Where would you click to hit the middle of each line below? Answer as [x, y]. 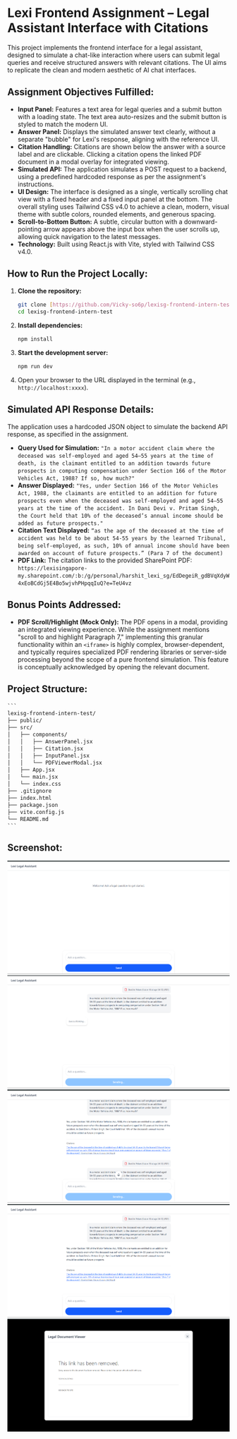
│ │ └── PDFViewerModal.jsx [55, 763]
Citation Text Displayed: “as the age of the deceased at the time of [121, 530]
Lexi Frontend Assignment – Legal [108, 13]
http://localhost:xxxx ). [53, 388]
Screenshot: [35, 848]
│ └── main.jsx [33, 777]
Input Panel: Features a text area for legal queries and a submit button [120, 109]
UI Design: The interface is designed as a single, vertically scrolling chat [122, 191]
